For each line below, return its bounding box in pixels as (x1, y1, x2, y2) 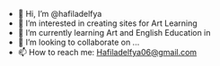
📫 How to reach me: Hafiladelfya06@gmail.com (17, 47, 198, 57)
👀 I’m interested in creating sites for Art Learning (17, 18, 198, 29)
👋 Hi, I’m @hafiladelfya (17, 9, 102, 19)
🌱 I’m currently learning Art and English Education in (17, 28, 211, 37)
